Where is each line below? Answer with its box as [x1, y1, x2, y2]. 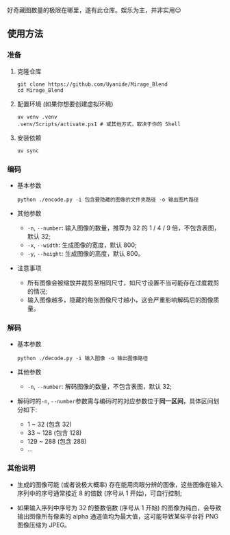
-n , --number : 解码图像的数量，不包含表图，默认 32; [27, 383, 172, 391]
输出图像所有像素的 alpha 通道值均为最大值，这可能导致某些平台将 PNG [16, 512, 219, 520]
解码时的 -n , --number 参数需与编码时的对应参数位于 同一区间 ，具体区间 [16, 397, 214, 405]
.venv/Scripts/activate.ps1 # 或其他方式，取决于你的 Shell [16, 121, 181, 128]
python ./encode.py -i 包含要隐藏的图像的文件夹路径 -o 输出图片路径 [16, 196, 199, 203]
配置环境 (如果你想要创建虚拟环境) [16, 99, 114, 108]
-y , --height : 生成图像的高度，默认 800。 [27, 249, 144, 257]
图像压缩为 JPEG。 [16, 521, 71, 529]
